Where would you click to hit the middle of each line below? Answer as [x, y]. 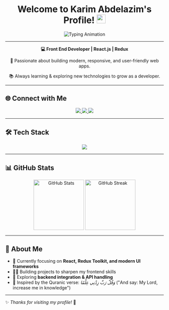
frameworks [26, 266]
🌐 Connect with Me [36, 98]
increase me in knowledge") [41, 288]
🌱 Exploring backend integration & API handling [63, 277]
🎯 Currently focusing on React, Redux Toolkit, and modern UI [76, 261]
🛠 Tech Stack [27, 133]
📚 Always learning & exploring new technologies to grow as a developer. [84, 76]
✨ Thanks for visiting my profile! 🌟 [41, 302]
